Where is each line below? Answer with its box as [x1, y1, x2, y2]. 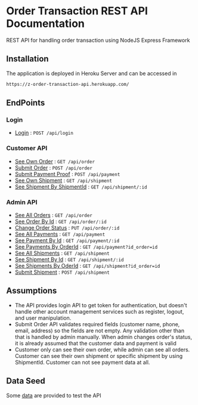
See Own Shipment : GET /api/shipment [14, 177, 112, 184]
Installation [6, 54, 49, 64]
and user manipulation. [14, 314, 72, 321]
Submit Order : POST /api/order [14, 164, 92, 171]
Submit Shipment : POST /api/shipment [14, 268, 110, 276]
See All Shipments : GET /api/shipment [14, 249, 110, 256]
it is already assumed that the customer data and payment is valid [14, 339, 177, 347]
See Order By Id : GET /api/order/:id [14, 218, 107, 225]
